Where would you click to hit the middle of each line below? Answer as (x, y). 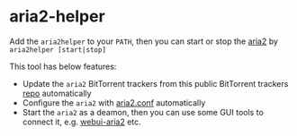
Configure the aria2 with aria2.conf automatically (114, 102)
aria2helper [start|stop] (58, 50)
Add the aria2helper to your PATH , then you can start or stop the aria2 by (144, 41)
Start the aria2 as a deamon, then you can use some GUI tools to (143, 112)
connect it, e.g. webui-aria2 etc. (81, 122)
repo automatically (57, 93)
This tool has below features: (63, 66)
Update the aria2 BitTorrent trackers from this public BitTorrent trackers (155, 83)
